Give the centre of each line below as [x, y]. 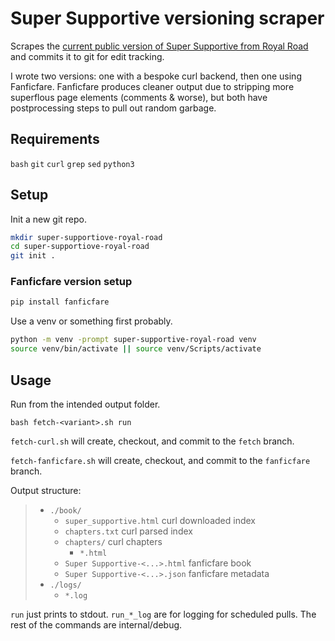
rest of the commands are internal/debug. [96, 624]
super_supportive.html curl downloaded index [160, 520]
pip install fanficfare [60, 302]
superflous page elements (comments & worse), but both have [139, 97]
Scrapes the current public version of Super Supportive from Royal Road [159, 46]
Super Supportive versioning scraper [167, 18]
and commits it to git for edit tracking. [87, 56]
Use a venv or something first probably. [91, 321]
